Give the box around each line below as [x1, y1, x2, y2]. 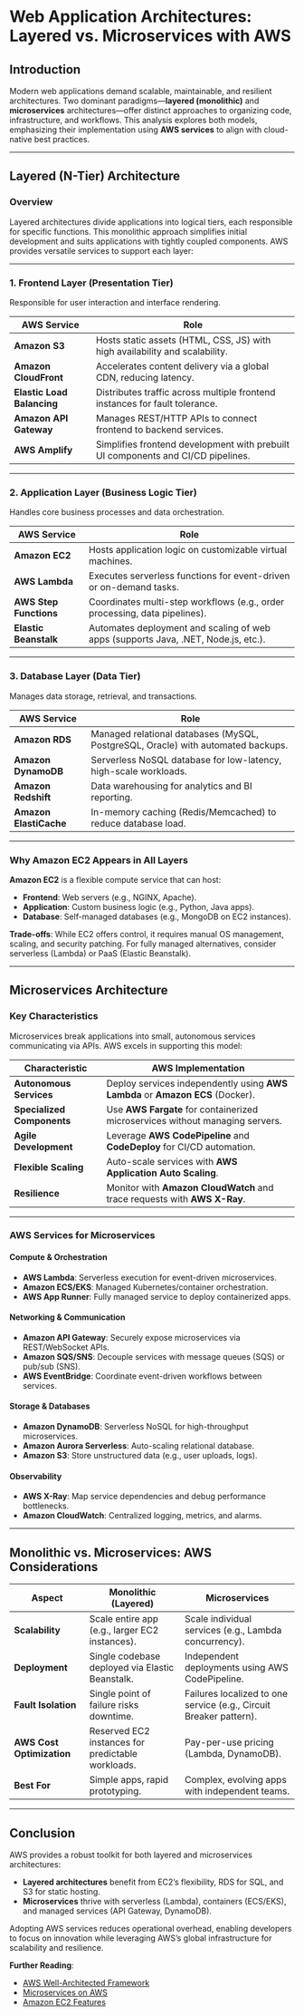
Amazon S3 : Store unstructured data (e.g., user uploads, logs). [22, 1450, 258, 1461]
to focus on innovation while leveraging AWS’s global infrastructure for [9, 1933, 272, 1943]
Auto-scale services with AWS [106, 1155, 238, 1168]
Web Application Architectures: [9, 6, 252, 27]
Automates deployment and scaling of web [89, 622, 271, 635]
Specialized [14, 1103, 66, 1116]
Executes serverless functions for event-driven [89, 569, 290, 582]
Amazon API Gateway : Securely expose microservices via [22, 1332, 242, 1342]
